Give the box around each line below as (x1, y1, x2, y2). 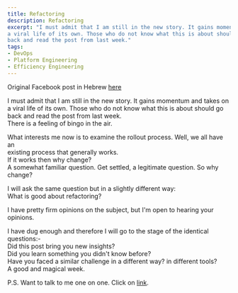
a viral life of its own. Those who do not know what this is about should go (7, 104, 224, 112)
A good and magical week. (7, 264, 85, 273)
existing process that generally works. (7, 148, 119, 156)
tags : (7, 43, 23, 50)
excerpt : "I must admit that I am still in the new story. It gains (7, 23, 214, 31)
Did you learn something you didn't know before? (7, 249, 152, 258)
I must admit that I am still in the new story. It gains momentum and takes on (7, 96, 229, 105)
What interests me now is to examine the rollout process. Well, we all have (7, 133, 223, 141)
